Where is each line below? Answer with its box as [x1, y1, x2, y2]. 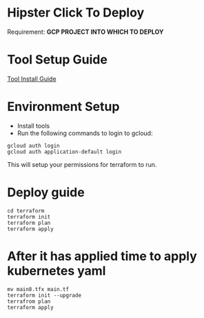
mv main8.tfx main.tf [7, 286, 70, 292]
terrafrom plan [7, 298, 51, 305]
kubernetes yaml [7, 263, 106, 279]
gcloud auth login [7, 142, 60, 149]
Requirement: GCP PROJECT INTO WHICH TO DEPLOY [7, 28, 164, 36]
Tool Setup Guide [7, 52, 108, 68]
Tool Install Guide [7, 74, 57, 83]
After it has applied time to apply [7, 248, 198, 264]
